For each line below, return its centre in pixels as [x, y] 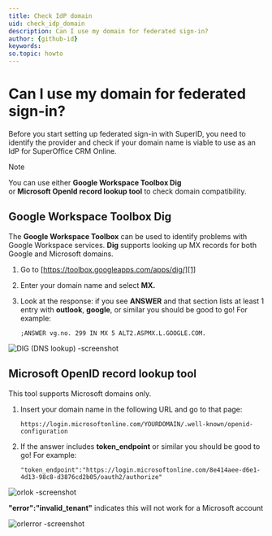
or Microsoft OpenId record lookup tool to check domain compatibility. [127, 191]
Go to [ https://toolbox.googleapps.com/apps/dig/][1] [108, 269]
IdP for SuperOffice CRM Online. [63, 150]
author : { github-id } [43, 39]
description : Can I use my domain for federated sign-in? [108, 31]
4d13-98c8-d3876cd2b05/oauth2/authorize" [91, 477]
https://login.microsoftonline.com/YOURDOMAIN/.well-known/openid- [136, 424]
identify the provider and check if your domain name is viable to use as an [132, 142]
